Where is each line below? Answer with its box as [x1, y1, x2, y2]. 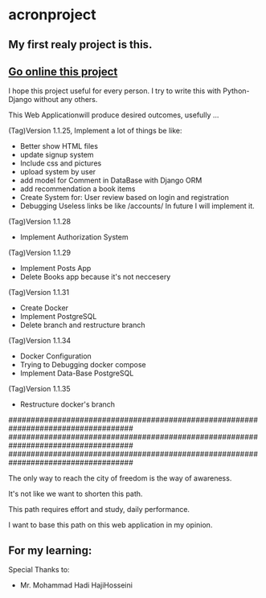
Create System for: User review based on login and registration [19, 193, 229, 203]
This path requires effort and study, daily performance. [8, 505, 190, 514]
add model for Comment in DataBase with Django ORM [19, 175, 203, 186]
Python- [223, 86, 250, 96]
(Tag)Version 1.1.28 [8, 217, 71, 227]
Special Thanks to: [8, 565, 70, 575]
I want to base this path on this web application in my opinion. [8, 520, 213, 530]
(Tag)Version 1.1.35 [8, 384, 71, 394]
